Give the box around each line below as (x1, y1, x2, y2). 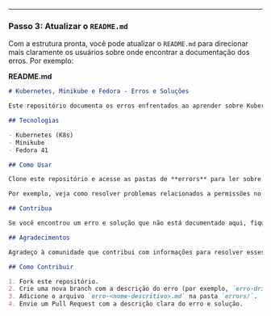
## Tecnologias (8, 116, 60, 125)
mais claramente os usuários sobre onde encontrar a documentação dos (8, 48, 250, 57)
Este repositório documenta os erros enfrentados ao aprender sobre (8, 102, 244, 110)
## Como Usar (8, 161, 52, 169)
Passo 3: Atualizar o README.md (8, 20, 128, 32)
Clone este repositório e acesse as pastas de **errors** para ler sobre (8, 175, 262, 183)
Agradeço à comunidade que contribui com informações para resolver (8, 248, 244, 256)
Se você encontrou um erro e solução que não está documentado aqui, (8, 219, 248, 227)
